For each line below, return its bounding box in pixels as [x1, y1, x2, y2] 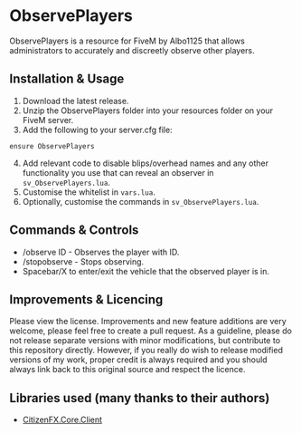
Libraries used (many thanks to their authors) [9, 390, 270, 406]
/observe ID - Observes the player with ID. [22, 246, 180, 257]
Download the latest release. [22, 95, 129, 106]
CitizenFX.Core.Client [22, 414, 102, 426]
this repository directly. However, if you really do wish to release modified [9, 345, 283, 356]
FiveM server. [22, 114, 74, 125]
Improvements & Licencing [9, 292, 164, 307]
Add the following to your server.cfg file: [22, 124, 174, 135]
